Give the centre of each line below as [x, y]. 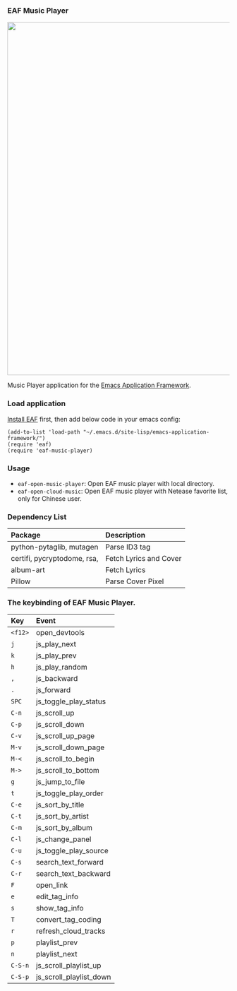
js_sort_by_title [60, 805]
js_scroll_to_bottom [68, 771]
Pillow [21, 581]
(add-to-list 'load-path [44, 432]
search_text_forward [69, 862]
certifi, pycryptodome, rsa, [55, 559]
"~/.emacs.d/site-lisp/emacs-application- [146, 432]
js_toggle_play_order [69, 793]
